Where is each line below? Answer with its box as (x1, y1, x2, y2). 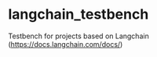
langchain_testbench (8, 5, 149, 23)
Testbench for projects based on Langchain (8, 31, 149, 41)
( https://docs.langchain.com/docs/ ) (8, 39, 123, 48)
